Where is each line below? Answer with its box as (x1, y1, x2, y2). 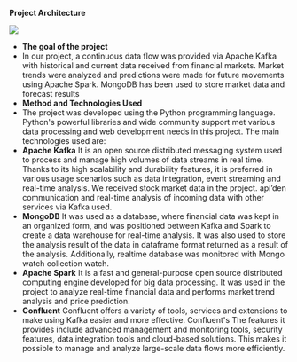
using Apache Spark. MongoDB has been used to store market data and (21, 79, 285, 90)
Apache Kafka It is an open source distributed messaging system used (21, 146, 283, 155)
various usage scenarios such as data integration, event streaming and (21, 173, 281, 184)
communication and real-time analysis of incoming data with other (21, 193, 264, 202)
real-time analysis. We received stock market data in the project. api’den (21, 183, 286, 193)
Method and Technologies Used (21, 98, 143, 108)
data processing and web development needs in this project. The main (21, 126, 280, 137)
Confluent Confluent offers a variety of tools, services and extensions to (21, 305, 288, 316)
